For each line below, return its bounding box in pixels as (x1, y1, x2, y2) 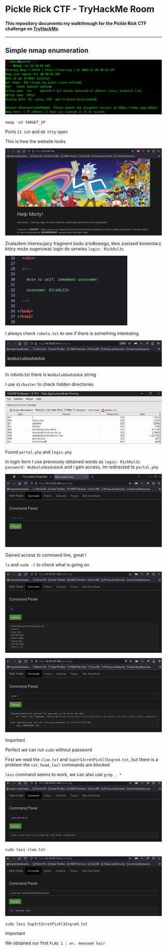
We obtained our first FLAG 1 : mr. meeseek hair (5, 940, 105, 946)
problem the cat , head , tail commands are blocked (5, 762, 110, 768)
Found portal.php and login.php (5, 449, 72, 455)
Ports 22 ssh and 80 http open (5, 128, 68, 134)
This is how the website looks (5, 138, 66, 144)
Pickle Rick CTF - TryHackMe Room (5, 3, 155, 15)
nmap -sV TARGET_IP (5, 120, 46, 125)
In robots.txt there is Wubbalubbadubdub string (5, 371, 96, 378)
